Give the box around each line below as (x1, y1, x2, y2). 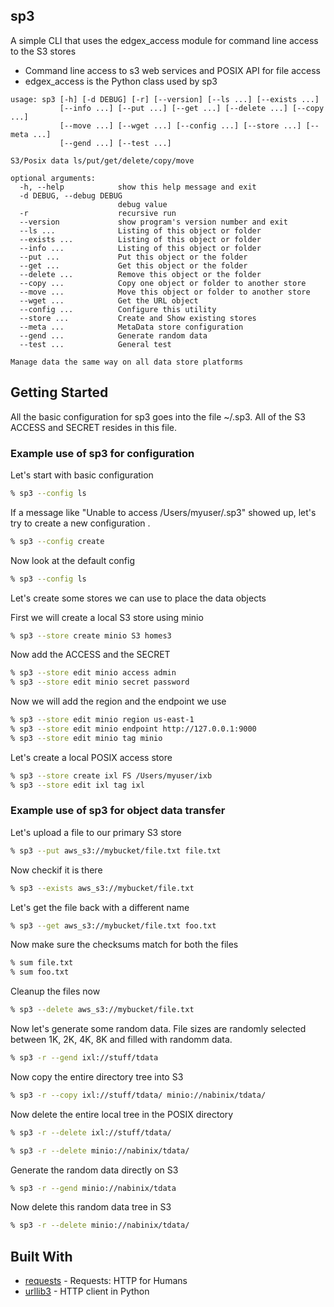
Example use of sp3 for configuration (10, 446, 195, 460)
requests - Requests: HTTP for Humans (24, 1275, 188, 1287)
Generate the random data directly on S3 (10, 1164, 179, 1176)
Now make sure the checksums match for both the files (10, 939, 239, 951)
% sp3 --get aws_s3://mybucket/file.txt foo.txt (10, 920, 217, 931)
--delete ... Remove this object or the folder (19, 269, 262, 279)
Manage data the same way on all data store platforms (10, 357, 244, 367)
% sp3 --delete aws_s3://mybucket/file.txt (10, 1005, 195, 1015)
